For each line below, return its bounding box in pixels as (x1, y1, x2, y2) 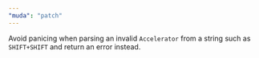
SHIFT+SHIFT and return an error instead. (8, 41, 141, 52)
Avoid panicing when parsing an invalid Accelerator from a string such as (8, 33, 251, 43)
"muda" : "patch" (8, 11, 63, 20)
